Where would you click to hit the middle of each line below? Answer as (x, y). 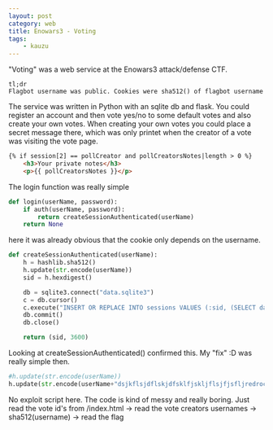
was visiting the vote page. (54, 141)
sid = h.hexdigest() (58, 278)
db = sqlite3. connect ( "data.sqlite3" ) (89, 292)
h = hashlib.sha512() (59, 263)
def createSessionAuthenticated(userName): (83, 255)
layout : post (30, 16)
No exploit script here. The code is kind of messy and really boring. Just (129, 399)
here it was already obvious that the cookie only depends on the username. (135, 240)
